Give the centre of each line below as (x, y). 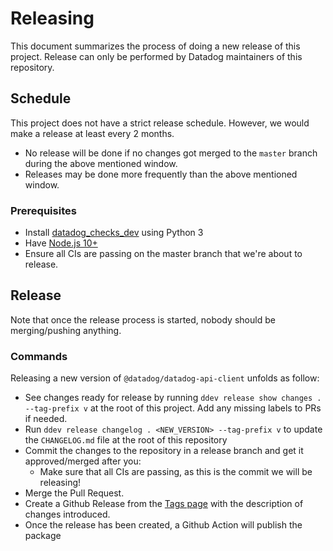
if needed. (46, 419)
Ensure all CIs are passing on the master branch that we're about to (163, 254)
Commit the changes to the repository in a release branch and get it (164, 451)
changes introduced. (67, 514)
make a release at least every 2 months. (92, 133)
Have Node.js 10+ (61, 243)
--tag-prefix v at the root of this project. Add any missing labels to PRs (173, 408)
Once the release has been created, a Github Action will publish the (163, 525)
